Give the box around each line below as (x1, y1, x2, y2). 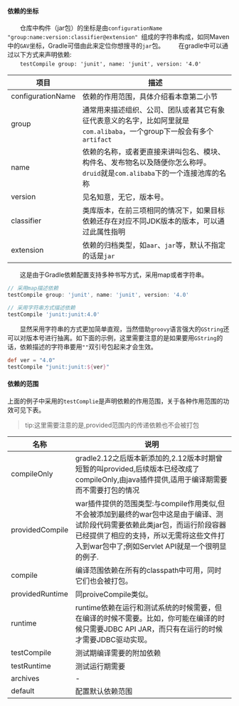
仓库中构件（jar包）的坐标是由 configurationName (19, 23, 163, 32)
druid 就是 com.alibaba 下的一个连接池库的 (82, 168, 219, 178)
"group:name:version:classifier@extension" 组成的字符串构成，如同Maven (7, 33, 230, 41)
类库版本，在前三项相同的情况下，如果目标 (82, 206, 225, 216)
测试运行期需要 (75, 661, 126, 671)
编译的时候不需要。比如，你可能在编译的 (82, 613, 218, 623)
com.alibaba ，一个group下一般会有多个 (82, 127, 214, 137)
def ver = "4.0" (7, 357, 55, 364)
